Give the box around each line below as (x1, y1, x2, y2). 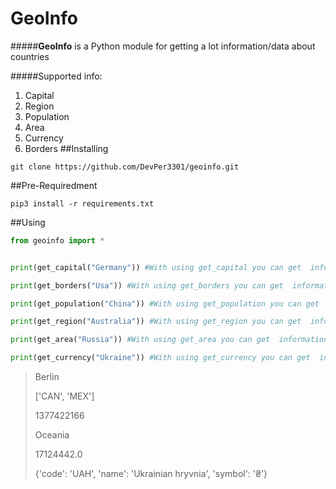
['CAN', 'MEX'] (34, 390, 95, 402)
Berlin (34, 371, 60, 383)
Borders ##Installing (24, 142, 109, 154)
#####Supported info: (10, 70, 103, 82)
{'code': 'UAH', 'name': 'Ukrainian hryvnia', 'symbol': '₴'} (34, 468, 268, 480)
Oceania (34, 429, 70, 441)
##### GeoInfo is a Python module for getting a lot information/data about (10, 40, 316, 52)
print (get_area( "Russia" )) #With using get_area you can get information (10, 335, 329, 345)
